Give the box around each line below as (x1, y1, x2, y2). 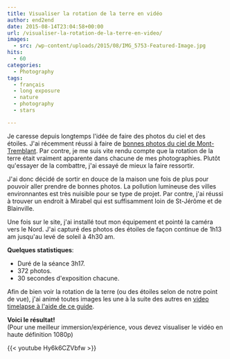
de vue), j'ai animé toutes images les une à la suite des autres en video (7, 295, 209, 303)
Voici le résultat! (7, 315, 55, 324)
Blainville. (7, 204, 35, 212)
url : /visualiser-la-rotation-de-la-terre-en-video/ (7, 29, 163, 37)
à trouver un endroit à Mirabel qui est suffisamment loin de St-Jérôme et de (7, 197, 222, 205)
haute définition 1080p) (7, 330, 74, 338)
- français (13, 81, 45, 88)
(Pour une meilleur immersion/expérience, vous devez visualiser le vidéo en (7, 323, 224, 331)
